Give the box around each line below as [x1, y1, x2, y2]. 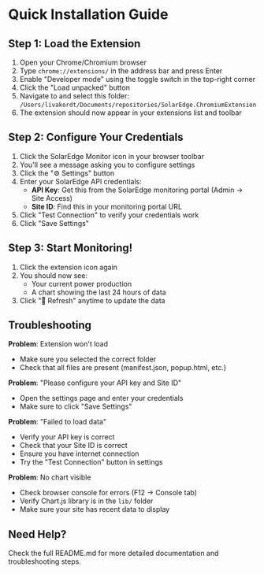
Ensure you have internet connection [19, 449, 139, 458]
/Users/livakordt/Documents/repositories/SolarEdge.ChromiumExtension [19, 101, 257, 109]
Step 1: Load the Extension [8, 37, 141, 50]
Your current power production [31, 279, 132, 288]
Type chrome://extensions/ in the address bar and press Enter [19, 66, 223, 76]
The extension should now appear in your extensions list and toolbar [19, 108, 242, 117]
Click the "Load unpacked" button [19, 83, 130, 92]
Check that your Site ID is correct [19, 441, 128, 450]
